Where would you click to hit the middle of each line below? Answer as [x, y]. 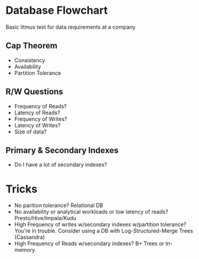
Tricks [22, 189]
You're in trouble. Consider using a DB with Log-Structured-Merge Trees [104, 231]
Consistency [30, 60]
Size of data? [30, 132]
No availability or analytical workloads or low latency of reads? [91, 212]
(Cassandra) [30, 237]
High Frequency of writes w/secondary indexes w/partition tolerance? [100, 224]
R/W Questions [34, 92]
